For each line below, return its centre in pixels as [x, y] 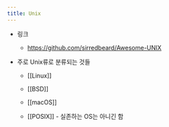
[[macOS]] [42, 102]
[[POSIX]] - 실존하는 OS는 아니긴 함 [75, 116]
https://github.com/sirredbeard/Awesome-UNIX [94, 47]
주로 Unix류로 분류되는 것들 [54, 62]
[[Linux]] [39, 76]
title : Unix [24, 13]
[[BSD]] [38, 89]
